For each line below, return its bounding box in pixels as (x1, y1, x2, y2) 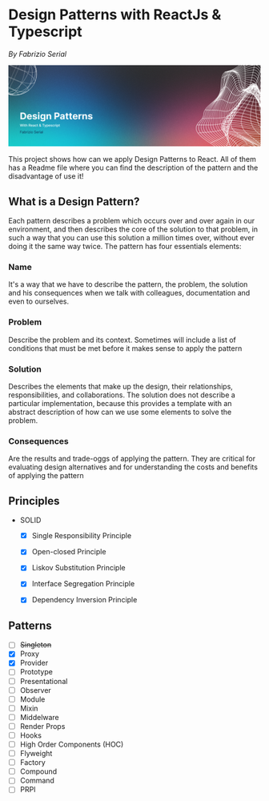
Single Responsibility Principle (31, 531, 132, 541)
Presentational (19, 676, 68, 686)
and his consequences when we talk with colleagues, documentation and (8, 288, 251, 298)
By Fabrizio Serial (8, 49, 66, 58)
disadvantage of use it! (8, 171, 84, 181)
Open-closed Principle (31, 547, 106, 557)
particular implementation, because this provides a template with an (8, 399, 232, 409)
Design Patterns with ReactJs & (8, 6, 222, 24)
